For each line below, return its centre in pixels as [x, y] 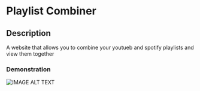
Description [28, 33]
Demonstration [28, 69]
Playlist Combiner [51, 11]
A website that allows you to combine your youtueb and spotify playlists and [100, 47]
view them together [30, 54]
